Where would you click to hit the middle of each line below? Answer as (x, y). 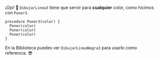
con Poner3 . (17, 13)
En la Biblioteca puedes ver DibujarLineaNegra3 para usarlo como (71, 48)
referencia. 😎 (19, 53)
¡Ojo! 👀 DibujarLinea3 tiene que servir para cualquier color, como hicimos (79, 8)
